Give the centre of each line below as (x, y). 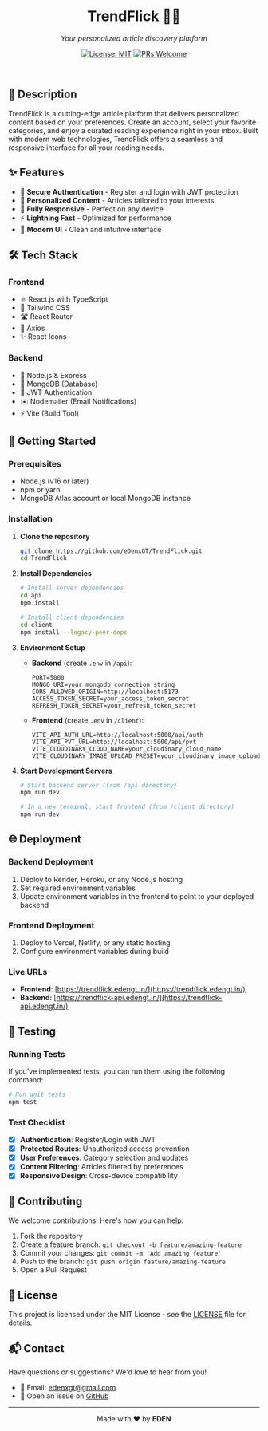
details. (20, 1323)
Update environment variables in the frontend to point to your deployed (137, 896)
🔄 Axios (32, 328)
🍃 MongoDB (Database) (59, 384)
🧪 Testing (32, 1031)
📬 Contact (36, 1348)
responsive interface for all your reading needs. (86, 148)
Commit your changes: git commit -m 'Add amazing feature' (120, 1253)
